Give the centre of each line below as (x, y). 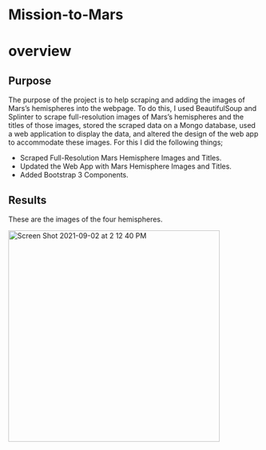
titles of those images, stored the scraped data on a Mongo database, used (132, 125)
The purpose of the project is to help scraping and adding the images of (127, 100)
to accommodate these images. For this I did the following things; (116, 142)
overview (40, 52)
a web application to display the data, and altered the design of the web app (133, 134)
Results (28, 200)
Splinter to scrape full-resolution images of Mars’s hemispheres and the (126, 117)
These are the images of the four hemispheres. (85, 219)
